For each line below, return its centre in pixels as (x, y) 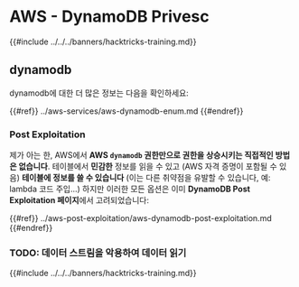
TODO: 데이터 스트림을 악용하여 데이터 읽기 (98, 253)
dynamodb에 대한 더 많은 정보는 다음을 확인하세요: (99, 93)
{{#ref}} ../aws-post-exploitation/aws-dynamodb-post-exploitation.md (141, 218)
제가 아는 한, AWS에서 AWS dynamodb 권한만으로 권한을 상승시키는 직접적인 (141, 155)
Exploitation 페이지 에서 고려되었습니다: (79, 200)
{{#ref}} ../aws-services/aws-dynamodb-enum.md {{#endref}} (126, 111)
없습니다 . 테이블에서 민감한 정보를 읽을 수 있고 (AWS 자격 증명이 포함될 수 (148, 167)
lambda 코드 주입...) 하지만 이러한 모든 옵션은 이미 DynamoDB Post (130, 189)
